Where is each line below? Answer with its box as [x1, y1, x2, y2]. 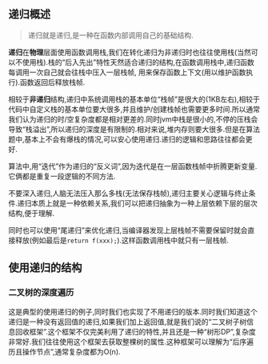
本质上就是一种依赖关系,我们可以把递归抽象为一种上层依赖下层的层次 [31, 198, 258, 208]
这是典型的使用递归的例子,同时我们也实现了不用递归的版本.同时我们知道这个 [8, 306, 258, 316]
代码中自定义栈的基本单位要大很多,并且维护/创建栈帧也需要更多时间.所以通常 [8, 104, 261, 114]
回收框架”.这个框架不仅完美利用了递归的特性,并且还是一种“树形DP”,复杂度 [14, 326, 256, 336]
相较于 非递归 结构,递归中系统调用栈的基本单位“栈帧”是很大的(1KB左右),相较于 [8, 94, 260, 104]
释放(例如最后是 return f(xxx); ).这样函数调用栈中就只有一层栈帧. [14, 235, 230, 245]
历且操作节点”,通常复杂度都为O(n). [8, 346, 122, 356]
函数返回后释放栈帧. [19, 77, 86, 86]
